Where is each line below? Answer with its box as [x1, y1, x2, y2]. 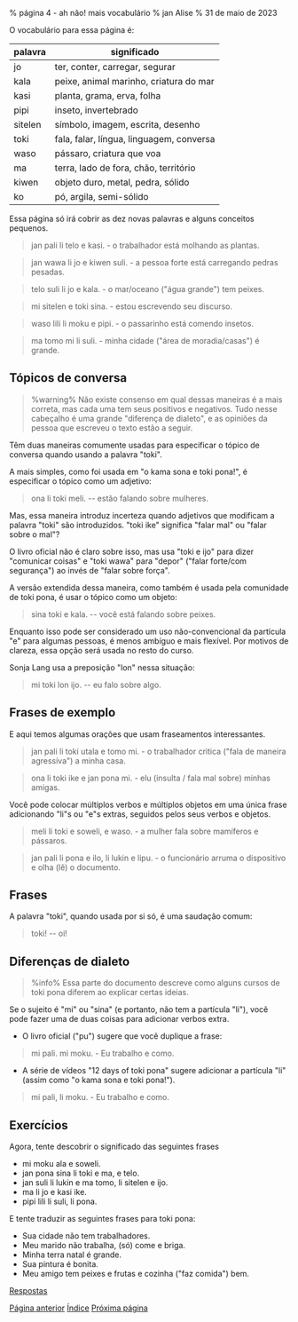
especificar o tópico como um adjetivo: [9, 475, 153, 487]
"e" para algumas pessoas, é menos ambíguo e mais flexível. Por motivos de [9, 635, 289, 646]
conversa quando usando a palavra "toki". [9, 448, 162, 460]
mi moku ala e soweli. [21, 1159, 101, 1169]
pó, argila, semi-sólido [54, 191, 149, 202]
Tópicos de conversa [9, 370, 128, 385]
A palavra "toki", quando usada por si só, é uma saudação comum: [9, 911, 253, 922]
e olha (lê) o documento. [30, 861, 122, 873]
